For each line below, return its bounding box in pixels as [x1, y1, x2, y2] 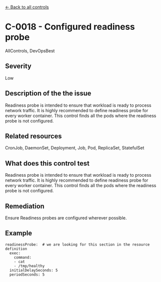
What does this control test [5, 159, 90, 167]
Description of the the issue [5, 89, 92, 97]
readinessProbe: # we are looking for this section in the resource [5, 242, 150, 247]
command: [14, 255, 32, 260]
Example [5, 229, 32, 237]
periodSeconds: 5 [9, 272, 45, 277]
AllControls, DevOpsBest [5, 47, 55, 53]
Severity [5, 62, 32, 70]
